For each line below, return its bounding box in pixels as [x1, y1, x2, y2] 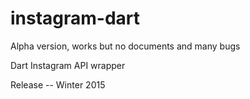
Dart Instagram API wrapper [10, 59, 126, 71]
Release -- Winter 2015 [10, 78, 106, 91]
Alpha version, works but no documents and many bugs [10, 40, 241, 52]
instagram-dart [10, 7, 141, 30]
